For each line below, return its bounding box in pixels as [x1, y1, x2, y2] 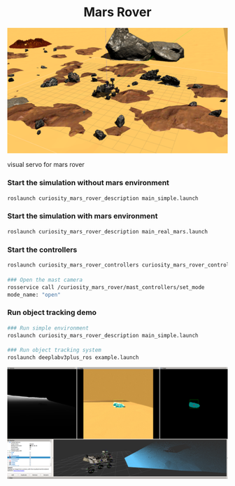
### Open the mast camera [7, 276, 83, 283]
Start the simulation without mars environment [7, 178, 170, 188]
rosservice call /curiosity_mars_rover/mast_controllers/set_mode [7, 283, 205, 291]
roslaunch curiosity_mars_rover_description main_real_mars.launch [7, 228, 208, 235]
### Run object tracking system [7, 346, 101, 354]
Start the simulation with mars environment [7, 211, 158, 221]
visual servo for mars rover [7, 161, 85, 169]
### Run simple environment [7, 324, 90, 332]
